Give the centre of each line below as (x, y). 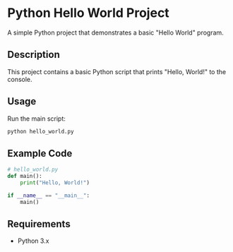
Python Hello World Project (88, 13)
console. (20, 79)
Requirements (39, 224)
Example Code (40, 153)
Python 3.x (33, 241)
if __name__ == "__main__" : (49, 196)
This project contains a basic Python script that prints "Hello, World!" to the (117, 71)
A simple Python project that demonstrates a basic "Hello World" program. (115, 32)
